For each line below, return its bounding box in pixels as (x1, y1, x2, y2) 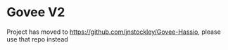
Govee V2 (6, 4, 65, 20)
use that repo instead (6, 35, 68, 43)
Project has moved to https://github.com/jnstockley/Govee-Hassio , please (6, 27, 221, 36)
